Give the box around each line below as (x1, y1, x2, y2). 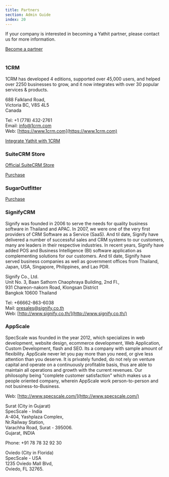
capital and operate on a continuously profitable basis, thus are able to (5, 362, 153, 368)
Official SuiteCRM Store (5, 162, 55, 168)
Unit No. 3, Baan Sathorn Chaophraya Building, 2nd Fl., (5, 279, 120, 285)
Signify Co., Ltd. (5, 273, 39, 280)
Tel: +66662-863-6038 (5, 300, 54, 306)
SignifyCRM (5, 209, 35, 216)
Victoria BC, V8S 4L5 (5, 102, 50, 108)
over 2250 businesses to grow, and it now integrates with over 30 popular (5, 81, 159, 87)
